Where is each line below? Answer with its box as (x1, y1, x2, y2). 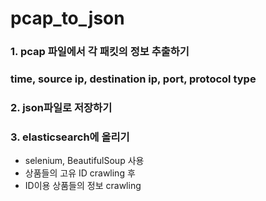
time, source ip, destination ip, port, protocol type (10, 72, 257, 86)
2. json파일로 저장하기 (10, 100, 113, 114)
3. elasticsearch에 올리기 (10, 130, 130, 144)
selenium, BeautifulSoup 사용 (24, 155, 145, 167)
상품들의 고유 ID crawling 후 (24, 167, 136, 179)
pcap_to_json (10, 7, 125, 30)
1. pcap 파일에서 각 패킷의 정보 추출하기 (10, 45, 190, 59)
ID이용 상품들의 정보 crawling (24, 180, 142, 192)
